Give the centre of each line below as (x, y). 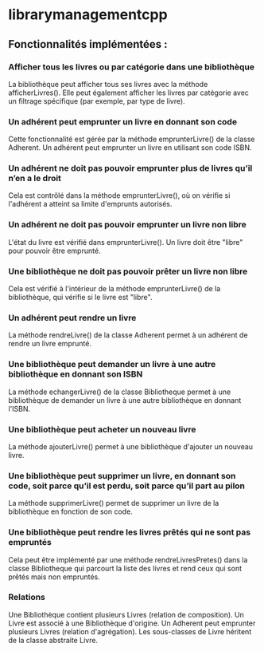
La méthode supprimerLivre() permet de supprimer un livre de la (114, 503)
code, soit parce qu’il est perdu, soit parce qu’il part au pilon (126, 486)
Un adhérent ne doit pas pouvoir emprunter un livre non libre (127, 225)
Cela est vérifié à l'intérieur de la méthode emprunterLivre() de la (115, 289)
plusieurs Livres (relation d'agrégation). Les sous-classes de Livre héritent (130, 631)
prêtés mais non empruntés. (54, 577)
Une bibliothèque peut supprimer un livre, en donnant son (122, 475)
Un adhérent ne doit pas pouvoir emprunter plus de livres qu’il (130, 168)
